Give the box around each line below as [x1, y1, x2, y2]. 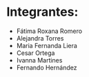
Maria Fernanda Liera [16, 41, 77, 49]
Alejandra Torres [16, 34, 64, 42]
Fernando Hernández [16, 63, 77, 71]
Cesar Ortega [16, 49, 55, 57]
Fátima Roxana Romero [16, 27, 83, 35]
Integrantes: [6, 4, 79, 20]
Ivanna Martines [16, 56, 63, 64]
